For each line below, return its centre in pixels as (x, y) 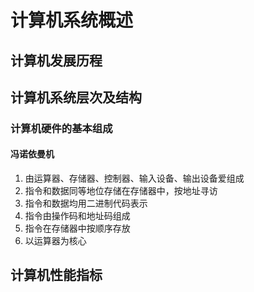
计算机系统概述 (72, 20)
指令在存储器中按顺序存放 (77, 228)
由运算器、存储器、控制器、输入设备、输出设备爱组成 (134, 178)
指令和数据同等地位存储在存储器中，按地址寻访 (121, 191)
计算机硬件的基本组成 (61, 128)
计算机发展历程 (56, 60)
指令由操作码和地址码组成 (77, 216)
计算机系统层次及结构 (76, 97)
